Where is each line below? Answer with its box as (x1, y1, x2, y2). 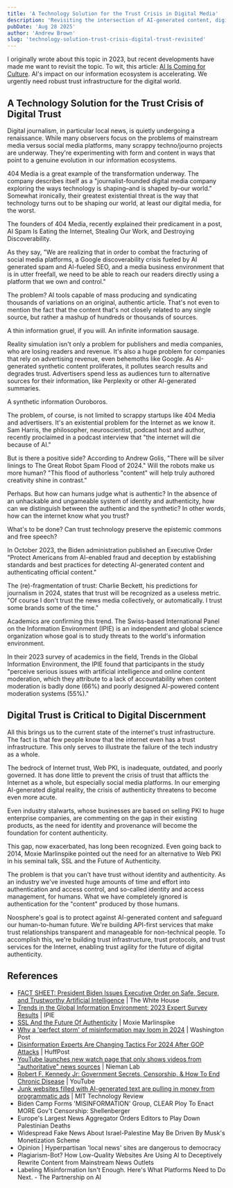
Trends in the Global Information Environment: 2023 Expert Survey (17, 1003, 208, 1012)
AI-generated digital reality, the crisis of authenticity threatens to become (7, 786, 217, 794)
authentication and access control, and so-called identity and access (7, 885, 205, 893)
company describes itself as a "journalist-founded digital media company (7, 176, 217, 185)
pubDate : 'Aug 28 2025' (7, 23, 76, 30)
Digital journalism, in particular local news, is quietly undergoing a (7, 126, 196, 135)
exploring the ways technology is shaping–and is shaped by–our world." (7, 184, 213, 192)
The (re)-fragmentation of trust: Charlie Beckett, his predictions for (7, 581, 198, 590)
